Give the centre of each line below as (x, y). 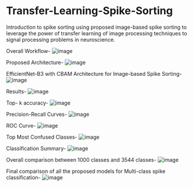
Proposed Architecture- (35, 62)
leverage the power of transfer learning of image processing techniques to (97, 33)
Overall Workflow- (28, 51)
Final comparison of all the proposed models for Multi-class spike (86, 171)
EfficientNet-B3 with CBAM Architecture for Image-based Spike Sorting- (94, 74)
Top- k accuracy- (27, 103)
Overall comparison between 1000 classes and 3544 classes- (81, 159)
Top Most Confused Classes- (42, 137)
